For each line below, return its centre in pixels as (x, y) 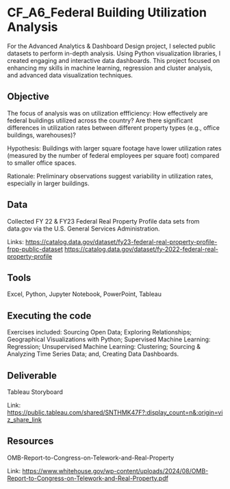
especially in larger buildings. (48, 183)
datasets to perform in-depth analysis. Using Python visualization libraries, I (114, 53)
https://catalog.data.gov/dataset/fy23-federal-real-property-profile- (121, 241)
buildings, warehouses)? (42, 135)
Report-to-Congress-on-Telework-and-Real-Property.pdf (88, 478)
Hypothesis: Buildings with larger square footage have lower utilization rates (114, 148)
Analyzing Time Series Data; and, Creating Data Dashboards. (93, 354)
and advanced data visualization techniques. (70, 75)
